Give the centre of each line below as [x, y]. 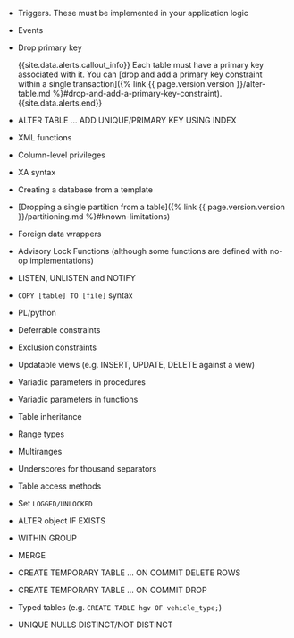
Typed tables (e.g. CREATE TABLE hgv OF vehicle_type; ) [120, 607]
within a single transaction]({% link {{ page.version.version [126, 84]
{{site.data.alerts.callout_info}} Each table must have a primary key [141, 65]
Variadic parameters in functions [78, 399]
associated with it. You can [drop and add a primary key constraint [140, 74]
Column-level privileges [61, 155]
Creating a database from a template [85, 190]
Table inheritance [50, 417]
